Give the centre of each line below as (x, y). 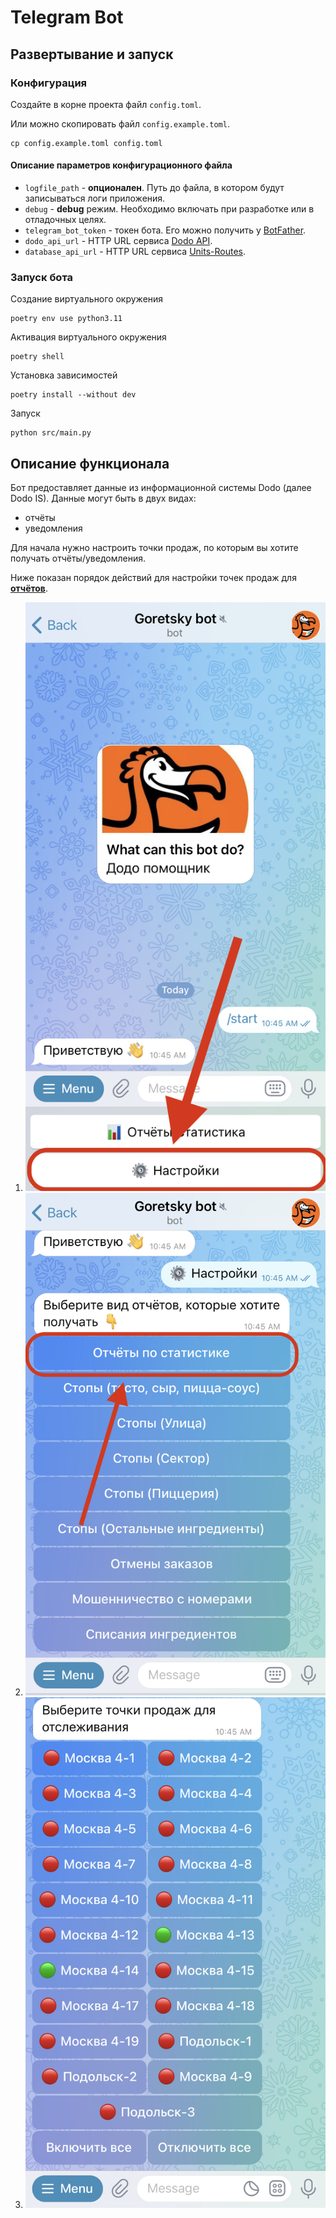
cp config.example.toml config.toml (86, 143)
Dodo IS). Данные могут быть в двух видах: (103, 498)
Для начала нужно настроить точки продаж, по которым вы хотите (154, 548)
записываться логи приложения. (95, 198)
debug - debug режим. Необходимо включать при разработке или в (169, 209)
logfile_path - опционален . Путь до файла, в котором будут (154, 188)
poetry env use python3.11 (66, 319)
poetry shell (37, 357)
